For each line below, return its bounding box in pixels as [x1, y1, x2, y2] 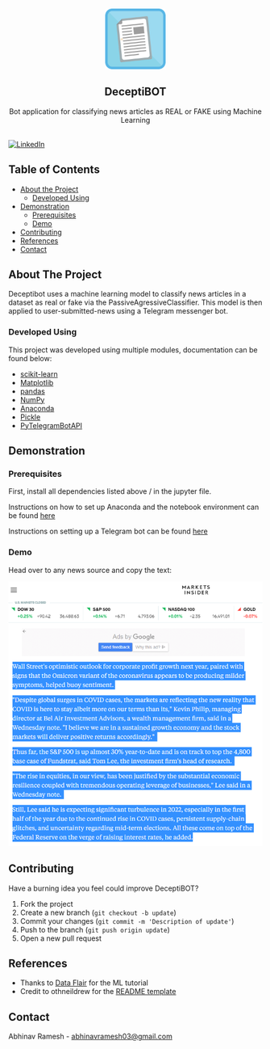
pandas [19, 386, 46, 396]
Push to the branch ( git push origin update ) [19, 925, 171, 934]
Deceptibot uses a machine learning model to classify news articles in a [8, 289, 247, 299]
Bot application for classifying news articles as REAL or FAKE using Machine [9, 106, 262, 116]
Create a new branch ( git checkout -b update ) [19, 908, 177, 917]
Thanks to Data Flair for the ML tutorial [19, 978, 149, 988]
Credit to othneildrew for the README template [19, 987, 177, 996]
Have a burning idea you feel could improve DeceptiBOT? [8, 883, 199, 893]
